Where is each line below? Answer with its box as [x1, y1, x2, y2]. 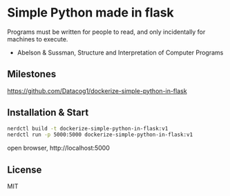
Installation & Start [7, 107, 89, 119]
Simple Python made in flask [7, 5, 174, 21]
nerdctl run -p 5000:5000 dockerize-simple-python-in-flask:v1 [7, 131, 193, 139]
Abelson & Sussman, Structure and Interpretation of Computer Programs [17, 48, 224, 57]
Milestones [7, 68, 57, 80]
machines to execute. [7, 35, 68, 43]
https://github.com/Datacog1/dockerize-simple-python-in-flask [7, 86, 188, 95]
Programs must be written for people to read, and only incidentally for [7, 28, 206, 36]
